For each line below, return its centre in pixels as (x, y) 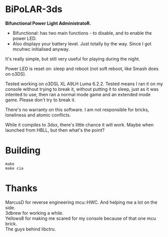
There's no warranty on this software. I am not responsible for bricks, (77, 109)
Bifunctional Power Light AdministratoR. (48, 23)
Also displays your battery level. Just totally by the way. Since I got (82, 43)
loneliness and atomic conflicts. (38, 115)
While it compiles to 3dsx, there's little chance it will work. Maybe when (79, 125)
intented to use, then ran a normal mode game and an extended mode (78, 94)
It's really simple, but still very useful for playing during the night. (73, 58)
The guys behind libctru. (31, 229)
